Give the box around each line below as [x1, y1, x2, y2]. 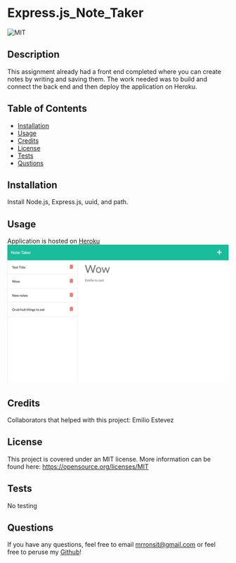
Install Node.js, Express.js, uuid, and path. [7, 198, 129, 206]
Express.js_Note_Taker [7, 5, 144, 21]
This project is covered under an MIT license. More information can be [7, 455, 211, 463]
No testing [7, 501, 37, 510]
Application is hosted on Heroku [7, 237, 100, 246]
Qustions [17, 158, 44, 167]
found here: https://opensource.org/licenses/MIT [7, 462, 149, 471]
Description [7, 49, 60, 61]
